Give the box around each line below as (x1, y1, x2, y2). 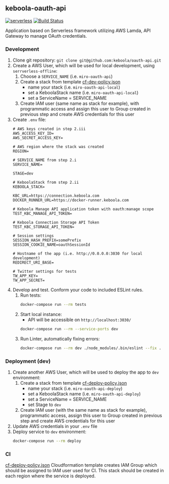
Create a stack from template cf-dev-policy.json (20, 79, 121, 85)
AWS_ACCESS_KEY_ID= (12, 131, 54, 136)
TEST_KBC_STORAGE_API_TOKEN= (12, 224, 75, 230)
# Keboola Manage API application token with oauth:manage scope (12, 207, 154, 212)
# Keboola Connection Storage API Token (12, 220, 99, 225)
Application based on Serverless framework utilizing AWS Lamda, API (5, 27, 151, 34)
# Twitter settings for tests (12, 269, 77, 274)
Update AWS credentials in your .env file (12, 423, 97, 430)
